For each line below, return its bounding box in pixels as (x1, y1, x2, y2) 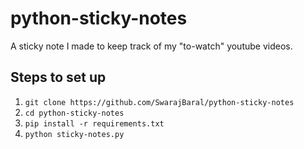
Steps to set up (10, 69, 107, 86)
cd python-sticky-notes (24, 108, 125, 118)
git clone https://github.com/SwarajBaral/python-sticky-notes (24, 97, 295, 107)
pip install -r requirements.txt (24, 118, 165, 129)
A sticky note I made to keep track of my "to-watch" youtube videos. (10, 40, 293, 52)
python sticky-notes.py (24, 129, 125, 139)
